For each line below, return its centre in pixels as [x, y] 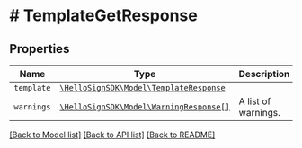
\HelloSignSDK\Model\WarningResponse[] [145, 107]
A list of [255, 101]
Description [264, 74]
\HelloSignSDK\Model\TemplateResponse [143, 87]
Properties [40, 49]
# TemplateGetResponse [103, 16]
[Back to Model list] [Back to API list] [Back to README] [112, 135]
